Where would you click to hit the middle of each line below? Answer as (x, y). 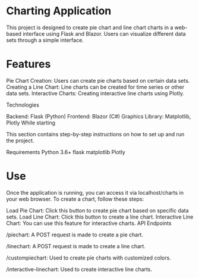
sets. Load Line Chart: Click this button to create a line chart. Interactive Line (100, 217)
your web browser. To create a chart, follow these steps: (75, 199)
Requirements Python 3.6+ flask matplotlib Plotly (66, 152)
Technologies (23, 105)
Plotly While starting (31, 123)
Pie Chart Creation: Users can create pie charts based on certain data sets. (98, 80)
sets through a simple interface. (45, 40)
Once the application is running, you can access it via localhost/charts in (95, 192)
